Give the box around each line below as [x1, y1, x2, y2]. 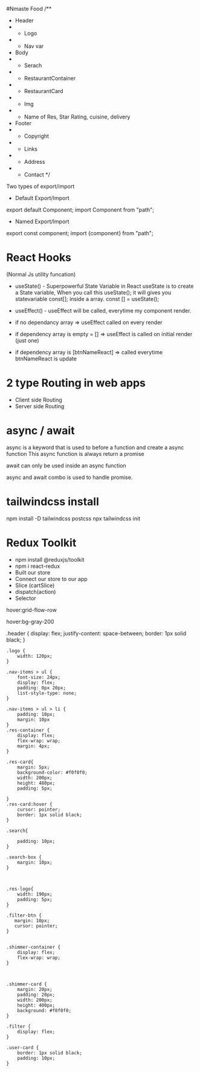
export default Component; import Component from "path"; [6, 206, 154, 213]
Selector [15, 594, 36, 602]
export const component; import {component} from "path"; [6, 230, 153, 236]
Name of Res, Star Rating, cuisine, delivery [24, 113, 131, 120]
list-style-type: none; [17, 690, 77, 696]
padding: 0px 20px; [17, 684, 66, 691]
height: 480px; [17, 780, 56, 786]
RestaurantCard [24, 88, 63, 94]
